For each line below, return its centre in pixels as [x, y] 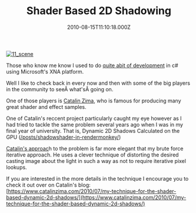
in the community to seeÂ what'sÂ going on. [60, 89]
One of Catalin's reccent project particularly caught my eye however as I [94, 118]
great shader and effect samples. [46, 106]
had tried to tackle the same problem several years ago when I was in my [95, 124]
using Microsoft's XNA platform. [45, 71]
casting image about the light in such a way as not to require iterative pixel [96, 161]
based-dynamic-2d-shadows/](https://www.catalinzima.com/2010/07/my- [96, 197]
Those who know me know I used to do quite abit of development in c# [92, 65]
